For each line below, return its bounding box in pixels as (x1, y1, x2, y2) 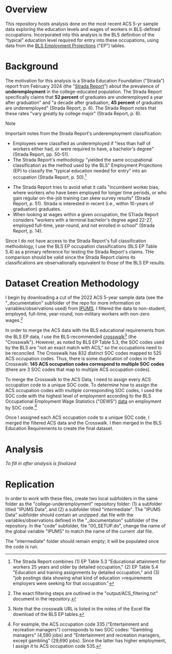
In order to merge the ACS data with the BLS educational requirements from (5, 327, 165, 333)
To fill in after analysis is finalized (5, 461, 76, 467)
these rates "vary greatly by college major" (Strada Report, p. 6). (5, 110, 142, 116)
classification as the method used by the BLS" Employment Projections (12, 162, 163, 168)
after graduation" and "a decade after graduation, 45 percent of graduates (5, 99, 163, 105)
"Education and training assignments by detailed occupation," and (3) (12, 570, 160, 576)
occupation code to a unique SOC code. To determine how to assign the (5, 382, 158, 388)
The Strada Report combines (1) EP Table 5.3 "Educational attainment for (12, 558, 166, 564)
